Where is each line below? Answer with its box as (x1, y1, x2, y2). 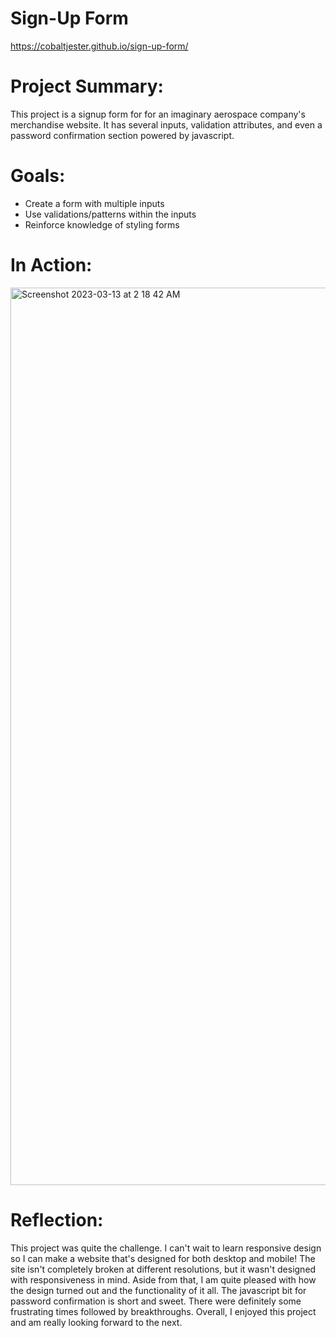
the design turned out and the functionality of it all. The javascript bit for (10, 1284, 307, 1296)
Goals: (10, 165, 66, 187)
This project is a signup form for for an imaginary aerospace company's (10, 108, 306, 120)
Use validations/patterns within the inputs (24, 208, 197, 220)
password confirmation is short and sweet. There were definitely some (10, 1295, 302, 1307)
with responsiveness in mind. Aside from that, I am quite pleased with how (10, 1273, 317, 1286)
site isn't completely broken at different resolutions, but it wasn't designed (10, 1263, 317, 1275)
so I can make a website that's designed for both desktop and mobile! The (10, 1252, 316, 1264)
